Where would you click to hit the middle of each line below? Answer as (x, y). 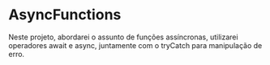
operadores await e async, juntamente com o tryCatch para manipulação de (135, 45)
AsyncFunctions (65, 15)
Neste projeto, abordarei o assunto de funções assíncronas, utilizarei (123, 37)
